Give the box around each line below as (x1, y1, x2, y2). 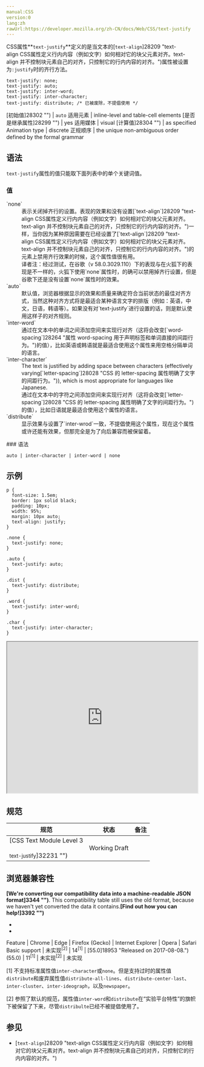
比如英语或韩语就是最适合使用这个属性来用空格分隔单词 (54, 341, 193, 349)
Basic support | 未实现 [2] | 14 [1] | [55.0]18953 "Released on (6, 945, 153, 954)
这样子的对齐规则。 (26, 312, 74, 320)
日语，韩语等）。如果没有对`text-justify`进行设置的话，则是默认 (31, 305, 188, 312)
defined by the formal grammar (6, 134, 84, 141)
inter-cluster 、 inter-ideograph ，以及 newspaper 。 (6, 982, 133, 990)
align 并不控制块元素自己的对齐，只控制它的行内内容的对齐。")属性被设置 (6, 58, 189, 65)
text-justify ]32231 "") (9, 851, 68, 859)
